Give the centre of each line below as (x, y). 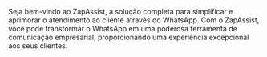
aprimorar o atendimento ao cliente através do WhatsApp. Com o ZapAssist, (134, 20)
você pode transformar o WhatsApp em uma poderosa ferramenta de (123, 28)
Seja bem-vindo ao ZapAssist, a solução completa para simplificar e (121, 12)
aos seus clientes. (38, 46)
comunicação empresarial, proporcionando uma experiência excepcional (129, 37)
